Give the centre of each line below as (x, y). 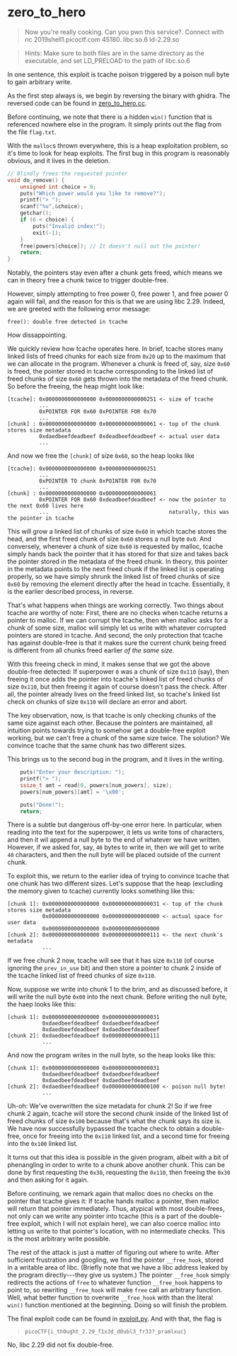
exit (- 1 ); (47, 233)
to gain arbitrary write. (40, 81)
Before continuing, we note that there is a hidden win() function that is (110, 117)
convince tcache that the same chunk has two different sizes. (97, 746)
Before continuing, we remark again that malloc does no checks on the (110, 1194)
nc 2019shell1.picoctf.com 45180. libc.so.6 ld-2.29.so (102, 39)
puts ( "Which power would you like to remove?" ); (93, 193)
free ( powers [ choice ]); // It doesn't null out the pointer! (110, 246)
